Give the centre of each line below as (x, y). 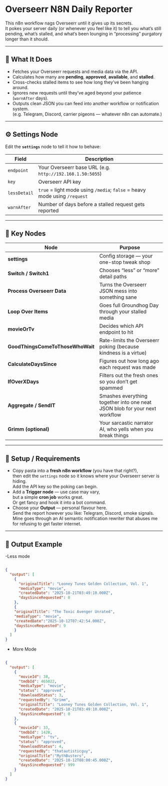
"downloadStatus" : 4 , (41, 746)
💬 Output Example (34, 544)
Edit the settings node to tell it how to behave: (53, 147)
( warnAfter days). (30, 98)
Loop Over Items (28, 312)
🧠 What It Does (29, 59)
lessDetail (20, 193)
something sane (118, 297)
